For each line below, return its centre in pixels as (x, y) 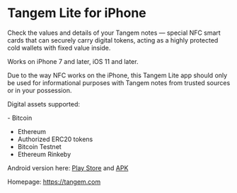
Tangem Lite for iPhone (77, 13)
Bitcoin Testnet (39, 146)
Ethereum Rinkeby (44, 154)
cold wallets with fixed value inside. (59, 48)
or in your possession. (40, 90)
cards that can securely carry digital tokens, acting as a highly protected (113, 40)
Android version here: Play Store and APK (68, 167)
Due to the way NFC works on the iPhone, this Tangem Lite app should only (117, 75)
